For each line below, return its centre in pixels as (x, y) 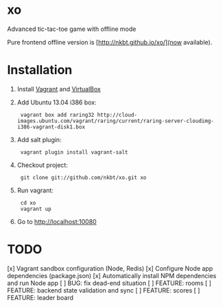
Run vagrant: (35, 190)
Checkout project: (43, 165)
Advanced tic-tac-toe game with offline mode (72, 29)
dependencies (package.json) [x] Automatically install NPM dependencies (112, 275)
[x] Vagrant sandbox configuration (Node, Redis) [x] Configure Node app (110, 268)
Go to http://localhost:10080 (57, 221)
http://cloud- (117, 115)
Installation (40, 70)
